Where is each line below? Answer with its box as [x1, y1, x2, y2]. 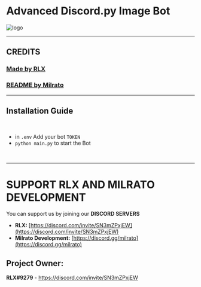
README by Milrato [6, 81, 64, 89]
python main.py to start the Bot [14, 139, 91, 147]
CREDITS [6, 47, 41, 57]
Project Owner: [6, 258, 64, 268]
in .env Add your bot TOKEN [14, 133, 81, 141]
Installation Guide [6, 106, 74, 116]
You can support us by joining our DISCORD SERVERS [6, 210, 140, 218]
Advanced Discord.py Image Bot [6, 4, 170, 18]
